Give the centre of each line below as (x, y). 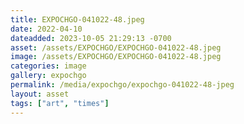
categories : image (48, 66)
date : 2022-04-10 (46, 29)
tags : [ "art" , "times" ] (60, 103)
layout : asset (40, 94)
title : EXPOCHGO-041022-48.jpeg (77, 19)
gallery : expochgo (48, 76)
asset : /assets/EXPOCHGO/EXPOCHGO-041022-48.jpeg (116, 47)
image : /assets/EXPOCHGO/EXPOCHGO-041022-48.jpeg (116, 57)
